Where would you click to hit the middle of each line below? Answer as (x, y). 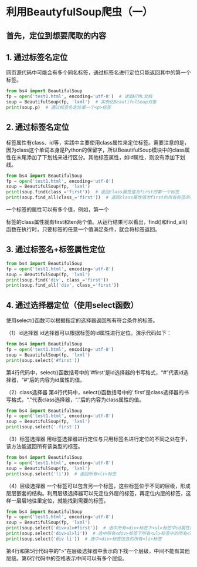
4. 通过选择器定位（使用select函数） (72, 305)
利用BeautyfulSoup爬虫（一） (80, 12)
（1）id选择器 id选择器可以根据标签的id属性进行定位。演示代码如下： (89, 333)
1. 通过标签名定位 (37, 57)
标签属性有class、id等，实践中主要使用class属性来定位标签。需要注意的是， (98, 142)
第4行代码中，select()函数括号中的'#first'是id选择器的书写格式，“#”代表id (95, 372)
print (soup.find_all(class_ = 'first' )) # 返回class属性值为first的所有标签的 (98, 197)
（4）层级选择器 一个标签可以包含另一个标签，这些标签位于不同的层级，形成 (98, 486)
